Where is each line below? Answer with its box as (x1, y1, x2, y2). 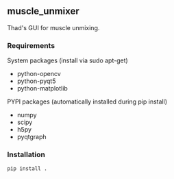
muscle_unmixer (7, 5, 80, 17)
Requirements (7, 40, 55, 50)
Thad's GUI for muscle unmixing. (7, 23, 100, 32)
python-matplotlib (16, 84, 69, 93)
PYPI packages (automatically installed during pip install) (7, 97, 168, 106)
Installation (7, 150, 46, 160)
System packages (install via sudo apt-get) (7, 56, 128, 64)
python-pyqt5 (16, 77, 56, 85)
